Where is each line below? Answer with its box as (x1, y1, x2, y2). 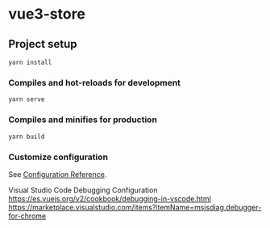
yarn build (8, 133, 45, 141)
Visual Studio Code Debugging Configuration (8, 185, 158, 195)
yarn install (8, 58, 52, 66)
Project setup (8, 37, 78, 51)
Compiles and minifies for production (8, 114, 157, 125)
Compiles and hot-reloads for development (8, 77, 181, 88)
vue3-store (8, 5, 86, 23)
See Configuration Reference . (8, 169, 107, 179)
